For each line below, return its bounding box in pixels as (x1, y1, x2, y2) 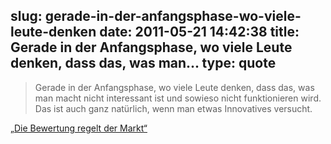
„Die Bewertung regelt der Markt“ (10, 122, 148, 134)
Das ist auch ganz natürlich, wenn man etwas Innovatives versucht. (34, 102, 313, 114)
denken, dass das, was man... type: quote (10, 55, 277, 72)
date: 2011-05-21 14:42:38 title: (99, 24, 300, 41)
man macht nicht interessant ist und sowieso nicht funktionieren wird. (34, 92, 322, 104)
